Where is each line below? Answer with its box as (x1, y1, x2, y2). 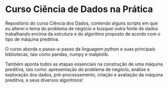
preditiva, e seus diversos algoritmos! (5, 77, 83, 83)
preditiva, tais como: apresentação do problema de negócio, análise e (5, 66, 150, 72)
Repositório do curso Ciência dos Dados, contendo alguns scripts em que (5, 20, 158, 26)
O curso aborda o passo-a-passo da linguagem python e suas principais (5, 46, 155, 52)
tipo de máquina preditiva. (5, 36, 59, 42)
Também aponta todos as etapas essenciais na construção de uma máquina (5, 61, 163, 67)
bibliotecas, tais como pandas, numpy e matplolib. (5, 51, 109, 57)
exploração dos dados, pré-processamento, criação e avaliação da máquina (5, 71, 163, 77)
